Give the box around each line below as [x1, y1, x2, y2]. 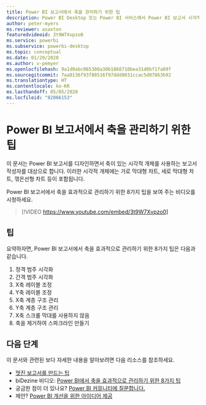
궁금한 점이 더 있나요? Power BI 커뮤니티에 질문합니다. [15, 385, 145, 392]
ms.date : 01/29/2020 [6, 55, 59, 61]
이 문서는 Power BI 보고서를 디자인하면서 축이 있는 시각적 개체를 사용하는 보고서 [6, 160, 197, 167]
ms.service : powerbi [6, 37, 59, 44]
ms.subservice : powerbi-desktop [6, 44, 89, 50]
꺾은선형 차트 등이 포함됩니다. [14, 175, 85, 182]
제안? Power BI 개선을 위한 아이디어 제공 [15, 392, 113, 399]
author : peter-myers [6, 20, 59, 26]
